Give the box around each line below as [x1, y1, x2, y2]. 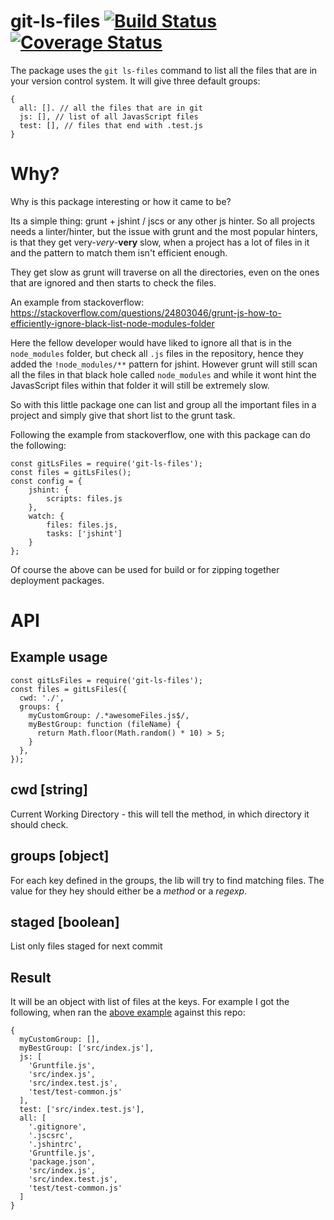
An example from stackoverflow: [10, 296, 145, 308]
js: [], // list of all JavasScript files [19, 111, 199, 122]
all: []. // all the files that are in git [19, 103, 203, 113]
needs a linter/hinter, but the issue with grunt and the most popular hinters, [10, 225, 318, 237]
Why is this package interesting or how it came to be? [10, 195, 232, 207]
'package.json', [28, 1157, 97, 1167]
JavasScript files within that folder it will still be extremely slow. [10, 379, 270, 391]
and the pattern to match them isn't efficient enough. [10, 246, 228, 259]
